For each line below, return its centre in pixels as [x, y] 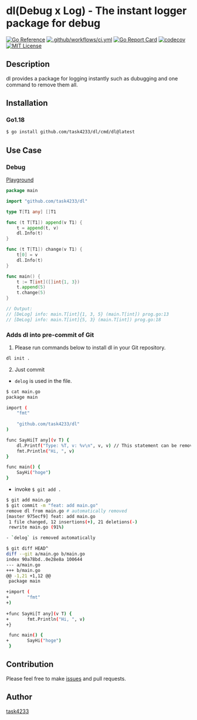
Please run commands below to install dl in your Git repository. [90, 347]
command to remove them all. [42, 85]
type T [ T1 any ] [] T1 [31, 212]
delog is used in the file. [43, 381]
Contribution [30, 665]
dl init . [18, 358]
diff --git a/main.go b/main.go [45, 554]
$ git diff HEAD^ [27, 549]
